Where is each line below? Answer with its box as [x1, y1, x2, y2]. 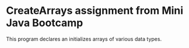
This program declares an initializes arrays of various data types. [6, 35, 162, 42]
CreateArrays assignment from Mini [6, 4, 184, 17]
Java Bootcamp [6, 16, 83, 29]
